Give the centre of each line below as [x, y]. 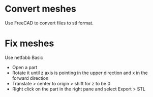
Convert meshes [41, 9]
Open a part [25, 67]
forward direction [30, 78]
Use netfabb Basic [24, 57]
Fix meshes [29, 43]
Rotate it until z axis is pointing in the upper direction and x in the [80, 73]
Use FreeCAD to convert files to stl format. [49, 23]
